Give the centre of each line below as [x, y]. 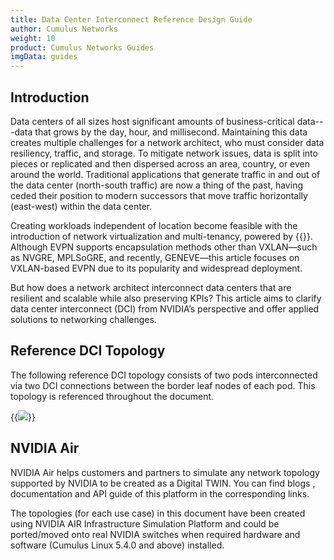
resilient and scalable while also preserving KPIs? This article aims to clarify [166, 298]
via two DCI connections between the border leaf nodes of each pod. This [163, 385]
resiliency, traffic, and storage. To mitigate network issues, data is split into [164, 153]
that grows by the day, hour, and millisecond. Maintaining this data [171, 132]
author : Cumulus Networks [64, 29]
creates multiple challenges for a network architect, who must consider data [167, 142]
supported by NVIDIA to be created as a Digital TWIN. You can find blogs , [163, 483]
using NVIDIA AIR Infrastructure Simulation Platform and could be [145, 523]
